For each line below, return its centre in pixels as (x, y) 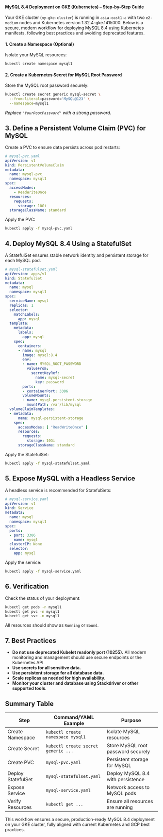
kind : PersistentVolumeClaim (34, 165)
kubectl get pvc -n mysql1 (32, 611)
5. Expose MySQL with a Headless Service (70, 479)
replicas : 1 (22, 305)
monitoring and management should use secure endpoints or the (77, 657)
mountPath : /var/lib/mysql (54, 405)
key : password (50, 382)
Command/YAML (74, 717)
